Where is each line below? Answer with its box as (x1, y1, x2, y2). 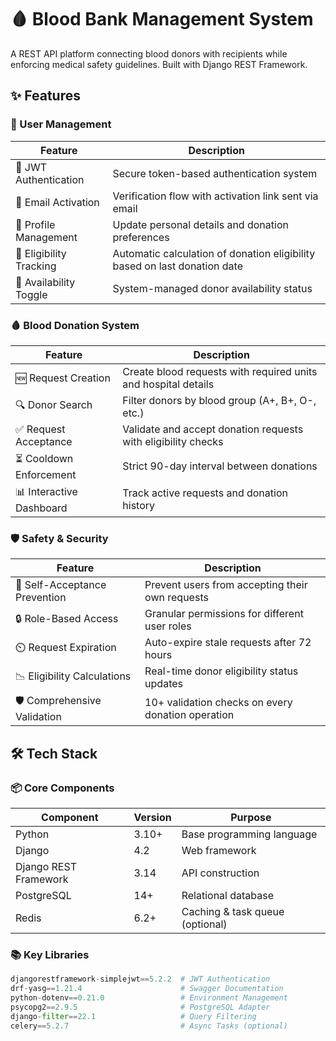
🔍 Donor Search (15, 398, 93, 412)
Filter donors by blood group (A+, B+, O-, (122, 393, 317, 407)
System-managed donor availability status (112, 281, 313, 295)
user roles (144, 619, 192, 633)
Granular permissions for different (144, 607, 304, 621)
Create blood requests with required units (122, 364, 318, 378)
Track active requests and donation (122, 486, 288, 500)
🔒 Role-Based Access (15, 611, 119, 625)
